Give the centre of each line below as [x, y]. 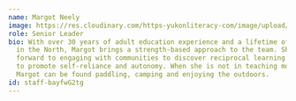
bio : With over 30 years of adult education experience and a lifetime [143, 42]
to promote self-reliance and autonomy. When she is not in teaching [147, 67]
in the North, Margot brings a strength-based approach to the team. [147, 50]
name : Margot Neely [44, 17]
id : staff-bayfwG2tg [46, 83]
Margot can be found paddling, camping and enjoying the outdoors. [143, 75]
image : [20, 25]
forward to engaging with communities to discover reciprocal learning [151, 58]
